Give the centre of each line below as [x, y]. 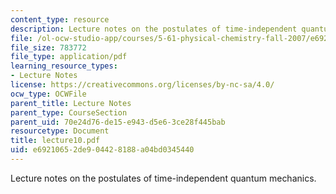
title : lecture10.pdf [55, 141]
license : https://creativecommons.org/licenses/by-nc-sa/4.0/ [142, 85]
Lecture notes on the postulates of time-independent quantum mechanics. [163, 178]
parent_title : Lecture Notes [71, 103]
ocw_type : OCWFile [48, 94]
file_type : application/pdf [69, 57]
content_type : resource [60, 19]
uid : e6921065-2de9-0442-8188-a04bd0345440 [102, 150]
